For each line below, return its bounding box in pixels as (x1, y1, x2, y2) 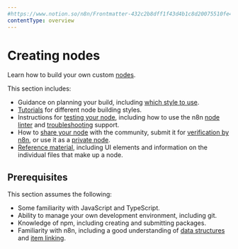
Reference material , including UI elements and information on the (17, 143, 208, 152)
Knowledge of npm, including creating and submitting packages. (17, 219, 207, 227)
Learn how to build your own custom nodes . (7, 71, 136, 79)
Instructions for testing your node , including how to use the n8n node (17, 113, 220, 122)
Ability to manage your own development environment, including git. (17, 212, 217, 220)
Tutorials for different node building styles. (17, 105, 142, 114)
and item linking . (17, 234, 66, 243)
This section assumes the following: (7, 190, 112, 199)
